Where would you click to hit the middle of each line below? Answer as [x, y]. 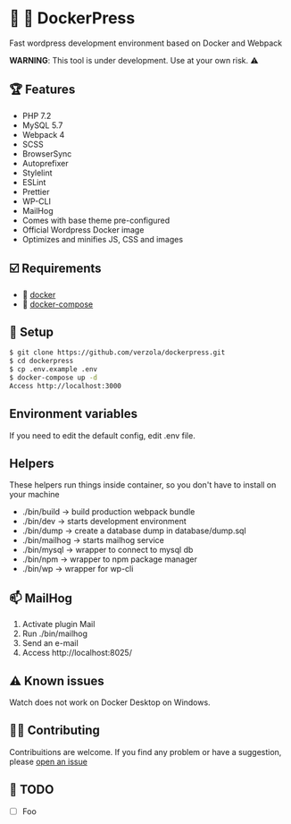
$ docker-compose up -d [54, 378]
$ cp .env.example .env [54, 370]
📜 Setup [32, 331]
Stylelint [37, 173]
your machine [34, 495]
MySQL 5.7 [42, 125]
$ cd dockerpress [42, 361]
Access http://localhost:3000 [66, 386]
